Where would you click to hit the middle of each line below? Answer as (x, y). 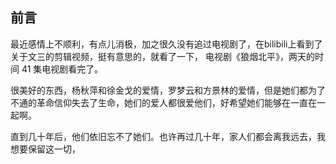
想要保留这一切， (45, 149)
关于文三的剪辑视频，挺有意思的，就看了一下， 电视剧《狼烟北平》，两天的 (162, 56)
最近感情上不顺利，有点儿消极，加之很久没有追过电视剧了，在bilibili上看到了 (166, 44)
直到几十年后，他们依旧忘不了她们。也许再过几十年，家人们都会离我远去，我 (168, 136)
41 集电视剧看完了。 (62, 69)
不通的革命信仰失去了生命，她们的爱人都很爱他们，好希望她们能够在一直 (159, 102)
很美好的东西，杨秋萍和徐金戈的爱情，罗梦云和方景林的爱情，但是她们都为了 (168, 90)
